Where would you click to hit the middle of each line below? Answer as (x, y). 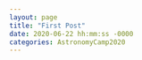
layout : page (33, 17)
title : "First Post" (48, 26)
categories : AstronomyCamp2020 (67, 42)
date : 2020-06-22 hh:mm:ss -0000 (71, 34)
